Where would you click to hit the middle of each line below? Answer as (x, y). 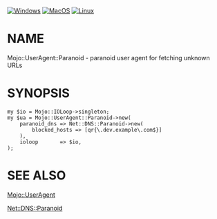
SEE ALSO (37, 176)
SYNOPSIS (39, 93)
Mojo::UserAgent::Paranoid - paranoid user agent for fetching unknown (109, 58)
